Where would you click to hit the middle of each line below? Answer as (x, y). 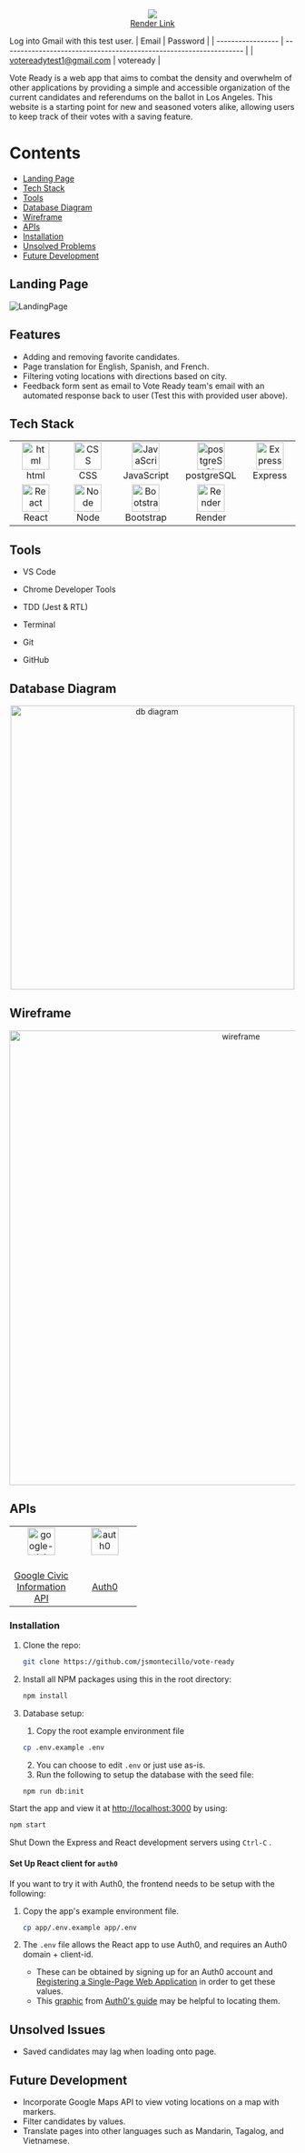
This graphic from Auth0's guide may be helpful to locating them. (158, 2001)
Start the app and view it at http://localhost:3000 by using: (119, 1808)
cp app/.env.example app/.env (80, 1928)
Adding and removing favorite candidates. (101, 356)
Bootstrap (146, 517)
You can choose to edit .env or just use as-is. (121, 1765)
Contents (45, 153)
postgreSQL (211, 476)
